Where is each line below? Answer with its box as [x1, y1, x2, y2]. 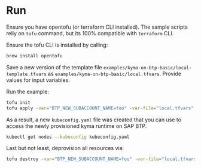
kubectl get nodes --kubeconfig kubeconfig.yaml [6, 134, 130, 140]
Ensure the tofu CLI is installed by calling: [6, 41, 108, 48]
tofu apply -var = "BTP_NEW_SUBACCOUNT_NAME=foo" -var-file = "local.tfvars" [6, 105, 194, 111]
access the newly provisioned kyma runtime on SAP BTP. [6, 122, 147, 129]
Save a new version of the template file [6, 63, 102, 71]
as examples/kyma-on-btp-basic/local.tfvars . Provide [47, 70, 181, 77]
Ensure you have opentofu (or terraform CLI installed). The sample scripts [6, 23, 188, 30]
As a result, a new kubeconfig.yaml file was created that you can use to [6, 116, 181, 123]
